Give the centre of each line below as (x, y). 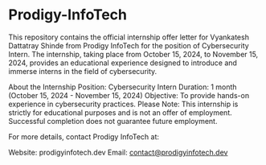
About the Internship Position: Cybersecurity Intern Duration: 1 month (123, 87)
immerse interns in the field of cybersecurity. (83, 71)
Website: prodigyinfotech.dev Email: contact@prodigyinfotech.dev (118, 152)
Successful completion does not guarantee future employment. (113, 121)
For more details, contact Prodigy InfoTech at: (84, 136)
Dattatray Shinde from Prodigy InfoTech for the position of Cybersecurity (129, 45)
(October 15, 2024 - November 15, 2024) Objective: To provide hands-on (129, 95)
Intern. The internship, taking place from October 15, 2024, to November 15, (133, 54)
